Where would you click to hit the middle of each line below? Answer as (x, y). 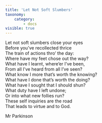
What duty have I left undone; (36, 90)
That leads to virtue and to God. (38, 106)
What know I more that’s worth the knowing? (51, 74)
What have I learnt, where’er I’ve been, (45, 64)
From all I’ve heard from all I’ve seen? (44, 69)
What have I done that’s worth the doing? (48, 80)
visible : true (20, 28)
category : (25, 19)
